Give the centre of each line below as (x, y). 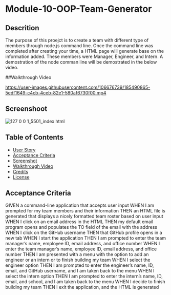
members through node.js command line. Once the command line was (79, 46)
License (21, 177)
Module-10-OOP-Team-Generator (79, 9)
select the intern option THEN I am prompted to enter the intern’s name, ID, (84, 276)
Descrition (22, 28)
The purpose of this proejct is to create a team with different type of (77, 40)
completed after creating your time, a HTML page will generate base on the (85, 51)
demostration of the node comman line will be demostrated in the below (81, 62)
